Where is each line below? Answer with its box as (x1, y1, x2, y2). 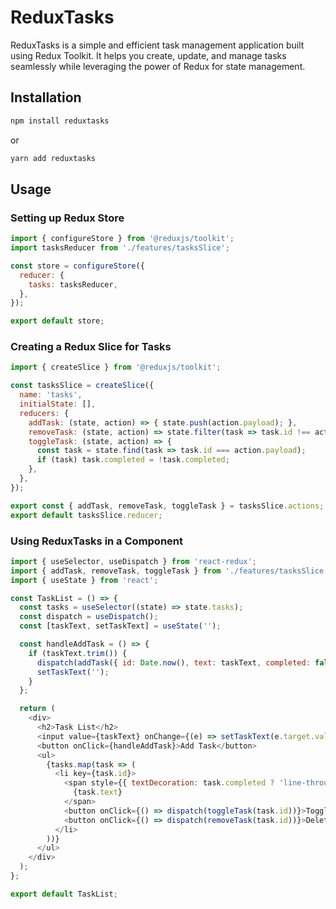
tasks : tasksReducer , (28, 279, 118, 290)
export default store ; (10, 316, 105, 326)
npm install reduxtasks (10, 116, 110, 126)
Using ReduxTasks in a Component (10, 534, 184, 548)
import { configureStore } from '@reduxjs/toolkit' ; (10, 234, 235, 244)
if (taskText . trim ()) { (28, 648, 128, 658)
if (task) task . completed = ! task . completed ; (36, 455, 230, 465)
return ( (19, 704, 56, 714)
